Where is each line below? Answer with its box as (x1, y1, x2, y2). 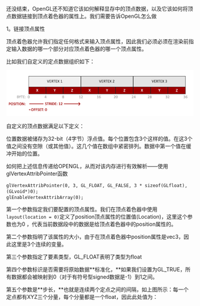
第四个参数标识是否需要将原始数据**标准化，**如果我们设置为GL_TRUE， (6, 266, 186, 273)
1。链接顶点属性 (6, 26, 45, 32)
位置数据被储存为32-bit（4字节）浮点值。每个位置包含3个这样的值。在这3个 (6, 135, 193, 142)
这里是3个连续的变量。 (11, 240, 67, 248)
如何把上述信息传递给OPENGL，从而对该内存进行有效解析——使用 (6, 162, 168, 169)
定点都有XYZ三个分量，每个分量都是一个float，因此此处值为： (6, 293, 158, 300)
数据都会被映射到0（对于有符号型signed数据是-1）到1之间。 (11, 273, 158, 280)
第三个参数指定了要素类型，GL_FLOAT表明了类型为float (6, 253, 142, 260)
